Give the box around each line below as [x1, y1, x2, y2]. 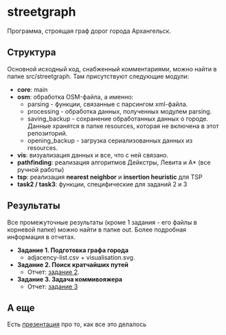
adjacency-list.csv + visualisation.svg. [27, 253, 135, 261]
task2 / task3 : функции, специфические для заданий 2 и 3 [16, 179, 188, 188]
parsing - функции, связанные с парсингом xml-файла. [27, 100, 188, 108]
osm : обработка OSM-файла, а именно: [16, 92, 134, 101]
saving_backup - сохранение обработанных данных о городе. [27, 114, 209, 123]
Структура [7, 47, 56, 58]
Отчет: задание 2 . [27, 268, 80, 276]
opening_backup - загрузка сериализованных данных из [27, 136, 193, 145]
